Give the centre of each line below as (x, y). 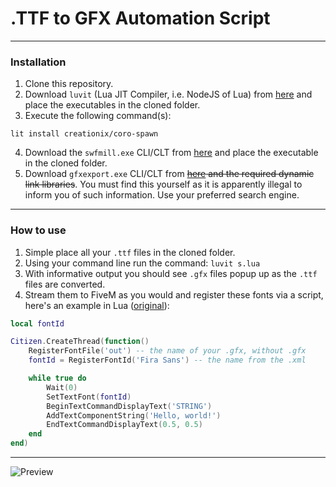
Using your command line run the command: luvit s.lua (142, 263)
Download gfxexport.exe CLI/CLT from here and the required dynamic (169, 174)
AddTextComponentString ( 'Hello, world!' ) (134, 415)
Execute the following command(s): (98, 116)
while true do (57, 378)
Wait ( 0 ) (62, 387)
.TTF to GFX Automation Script (140, 18)
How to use (38, 230)
